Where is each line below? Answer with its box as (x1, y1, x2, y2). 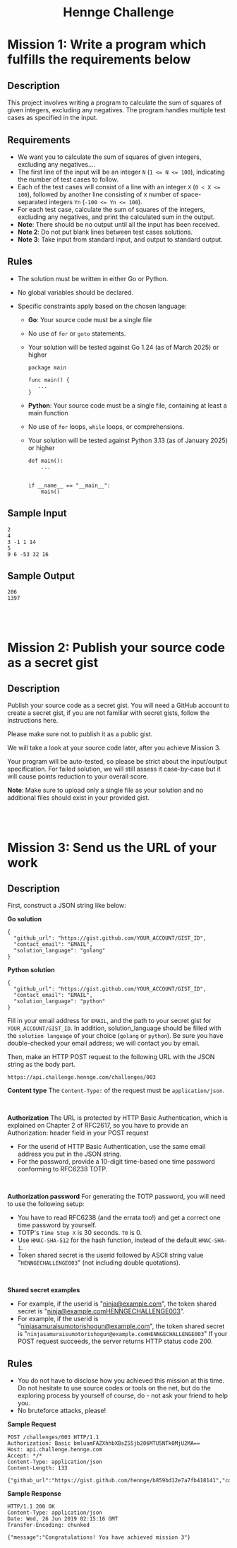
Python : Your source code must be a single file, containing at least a (28, 401, 227, 410)
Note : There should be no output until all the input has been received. (17, 220, 220, 228)
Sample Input (7, 507, 67, 519)
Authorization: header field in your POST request (7, 1128, 149, 1138)
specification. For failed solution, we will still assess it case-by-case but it (7, 764, 221, 774)
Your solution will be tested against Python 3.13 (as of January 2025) (28, 436, 228, 444)
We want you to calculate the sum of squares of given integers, (17, 153, 202, 161)
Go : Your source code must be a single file (28, 315, 152, 324)
